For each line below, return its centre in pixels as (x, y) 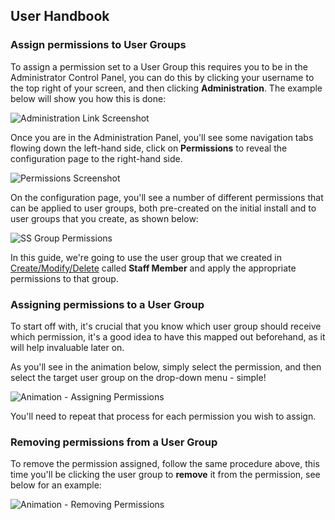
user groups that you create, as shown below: (104, 218)
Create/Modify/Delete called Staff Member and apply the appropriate (153, 268)
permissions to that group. (64, 278)
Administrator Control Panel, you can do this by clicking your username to (162, 77)
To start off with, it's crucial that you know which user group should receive (166, 326)
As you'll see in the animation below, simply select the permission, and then (166, 366)
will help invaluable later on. (67, 347)
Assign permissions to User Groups (98, 45)
